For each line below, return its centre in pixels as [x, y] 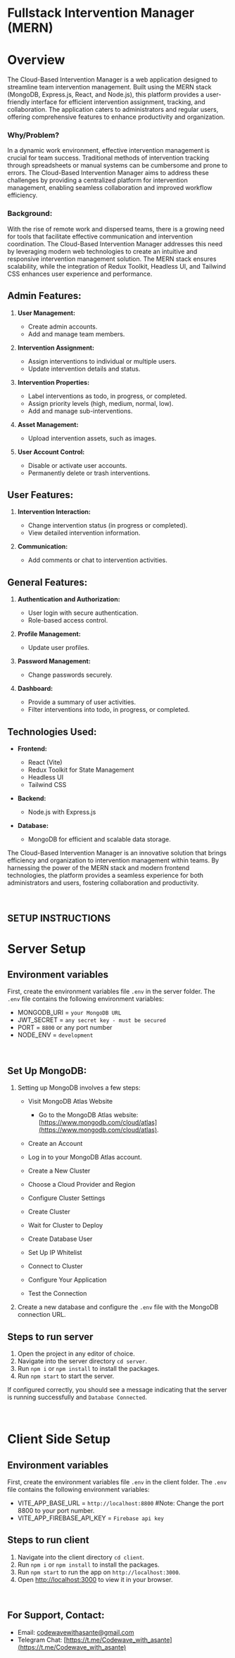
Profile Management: [49, 634]
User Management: [46, 313]
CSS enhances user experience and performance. [80, 274]
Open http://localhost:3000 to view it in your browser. [95, 1579]
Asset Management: [48, 424]
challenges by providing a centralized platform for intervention [97, 180]
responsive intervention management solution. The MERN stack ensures [112, 259]
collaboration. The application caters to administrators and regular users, [113, 110]
